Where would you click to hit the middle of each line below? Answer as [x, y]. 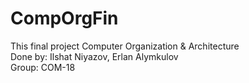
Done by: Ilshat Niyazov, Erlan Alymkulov [94, 56]
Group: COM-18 [43, 67]
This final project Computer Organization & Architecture [125, 46]
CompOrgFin [64, 18]
